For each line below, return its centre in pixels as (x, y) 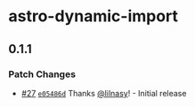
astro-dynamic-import (93, 16)
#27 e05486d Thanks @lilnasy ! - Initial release (104, 93)
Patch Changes (42, 74)
